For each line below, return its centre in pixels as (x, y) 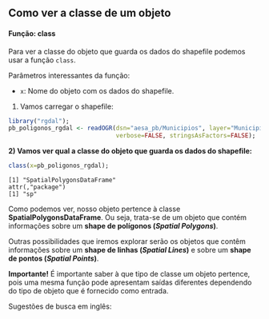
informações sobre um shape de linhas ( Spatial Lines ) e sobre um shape (130, 250)
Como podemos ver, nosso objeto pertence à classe (94, 209)
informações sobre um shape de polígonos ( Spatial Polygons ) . (113, 226)
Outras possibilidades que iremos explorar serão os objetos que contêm (127, 241)
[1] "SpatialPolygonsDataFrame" (62, 180)
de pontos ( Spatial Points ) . (54, 258)
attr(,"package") (37, 187)
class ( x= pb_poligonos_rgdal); (59, 166)
